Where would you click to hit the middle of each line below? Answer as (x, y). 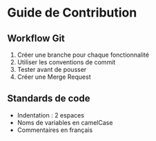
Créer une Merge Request (54, 77)
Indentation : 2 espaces (51, 115)
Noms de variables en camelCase (65, 122)
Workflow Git (36, 38)
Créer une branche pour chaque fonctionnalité (83, 55)
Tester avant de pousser (52, 69)
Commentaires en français (55, 130)
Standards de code (49, 98)
